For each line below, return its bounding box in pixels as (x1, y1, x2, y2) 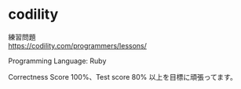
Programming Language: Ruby (8, 56, 107, 66)
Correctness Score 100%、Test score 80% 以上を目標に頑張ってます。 (8, 72, 237, 81)
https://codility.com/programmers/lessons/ (8, 41, 148, 50)
